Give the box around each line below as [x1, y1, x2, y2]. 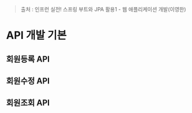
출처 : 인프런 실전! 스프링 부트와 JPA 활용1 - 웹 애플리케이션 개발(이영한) [20, 6, 186, 12]
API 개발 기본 [6, 29, 67, 42]
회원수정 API [6, 76, 50, 86]
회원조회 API [6, 98, 50, 108]
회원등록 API [6, 54, 50, 64]
